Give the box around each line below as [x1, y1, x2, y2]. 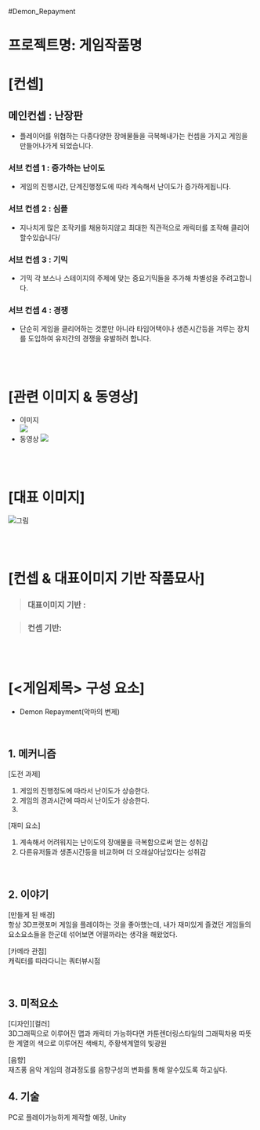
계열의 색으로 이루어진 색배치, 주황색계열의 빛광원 [16, 1039, 167, 1048]
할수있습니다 [19, 232, 59, 242]
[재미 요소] [8, 821, 41, 830]
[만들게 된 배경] [8, 910, 56, 920]
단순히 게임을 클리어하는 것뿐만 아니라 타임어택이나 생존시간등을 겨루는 [19, 324, 236, 334]
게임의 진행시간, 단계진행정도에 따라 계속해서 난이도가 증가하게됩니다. [19, 182, 231, 191]
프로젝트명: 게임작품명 [8, 37, 143, 54]
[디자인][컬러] [8, 1019, 50, 1029]
